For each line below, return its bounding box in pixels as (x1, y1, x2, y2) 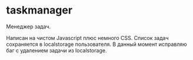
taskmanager (6, 4, 72, 17)
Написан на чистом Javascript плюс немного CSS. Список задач (6, 34, 169, 41)
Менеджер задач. (6, 23, 51, 30)
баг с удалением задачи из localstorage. (6, 46, 107, 54)
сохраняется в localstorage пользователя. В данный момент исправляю (6, 41, 187, 48)
